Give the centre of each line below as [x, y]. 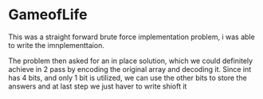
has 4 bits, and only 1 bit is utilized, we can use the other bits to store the [128, 77]
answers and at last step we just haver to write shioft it [98, 86]
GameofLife [48, 15]
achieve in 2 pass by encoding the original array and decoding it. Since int [130, 69]
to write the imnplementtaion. [57, 45]
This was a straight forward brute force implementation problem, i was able [131, 37]
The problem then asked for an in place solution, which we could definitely [131, 61]
